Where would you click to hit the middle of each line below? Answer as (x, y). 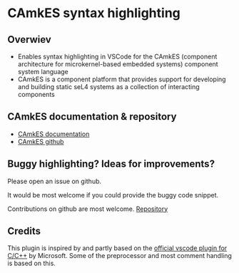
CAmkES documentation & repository (92, 117)
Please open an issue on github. (55, 181)
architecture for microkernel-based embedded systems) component (118, 64)
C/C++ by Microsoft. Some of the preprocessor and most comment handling (119, 256)
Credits (24, 231)
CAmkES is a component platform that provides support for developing (122, 79)
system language (43, 72)
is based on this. (31, 263)
